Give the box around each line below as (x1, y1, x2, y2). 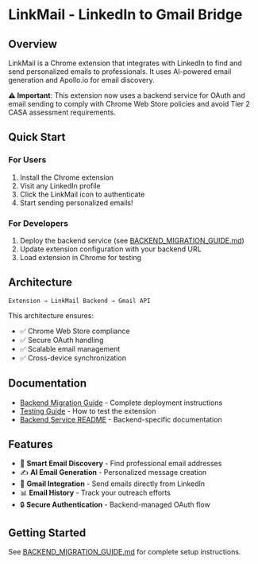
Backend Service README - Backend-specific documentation (19, 414, 222, 424)
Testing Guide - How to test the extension (19, 406, 156, 415)
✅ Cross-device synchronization (19, 352, 127, 363)
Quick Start (8, 130, 66, 144)
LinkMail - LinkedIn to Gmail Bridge (8, 6, 243, 24)
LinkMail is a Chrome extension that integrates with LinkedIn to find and (8, 58, 242, 68)
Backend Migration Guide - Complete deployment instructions (19, 398, 223, 407)
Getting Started (8, 526, 87, 539)
